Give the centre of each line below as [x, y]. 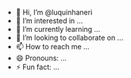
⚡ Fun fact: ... [37, 67]
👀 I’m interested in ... [49, 21]
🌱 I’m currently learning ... [58, 29]
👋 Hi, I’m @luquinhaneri [54, 12]
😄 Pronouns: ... [41, 58]
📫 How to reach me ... [52, 47]
